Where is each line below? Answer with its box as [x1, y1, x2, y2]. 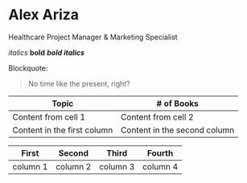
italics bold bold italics [8, 47, 85, 57]
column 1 [12, 161, 48, 172]
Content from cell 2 [120, 111, 195, 122]
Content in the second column [120, 124, 235, 136]
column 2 [56, 161, 92, 172]
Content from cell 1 [12, 111, 86, 122]
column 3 [99, 161, 135, 172]
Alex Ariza [8, 6, 79, 24]
